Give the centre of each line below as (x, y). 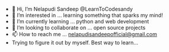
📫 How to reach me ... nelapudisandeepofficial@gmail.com (84, 34)
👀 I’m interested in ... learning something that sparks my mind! (87, 15)
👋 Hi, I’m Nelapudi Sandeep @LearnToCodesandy (72, 9)
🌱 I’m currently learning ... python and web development (80, 21)
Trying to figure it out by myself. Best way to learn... (75, 43)
